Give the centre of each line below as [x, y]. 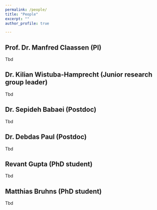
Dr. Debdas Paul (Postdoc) [46, 137]
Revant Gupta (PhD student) [49, 164]
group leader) [26, 82]
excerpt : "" [17, 19]
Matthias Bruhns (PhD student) [53, 191]
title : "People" [22, 14]
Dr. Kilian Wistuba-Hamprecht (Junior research [79, 75]
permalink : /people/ [26, 10]
